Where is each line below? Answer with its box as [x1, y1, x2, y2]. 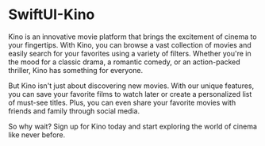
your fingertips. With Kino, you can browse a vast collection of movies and [8, 40, 252, 49]
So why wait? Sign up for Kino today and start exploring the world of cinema [8, 121, 258, 131]
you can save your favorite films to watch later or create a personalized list [8, 89, 252, 98]
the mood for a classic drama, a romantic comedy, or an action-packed [8, 57, 240, 67]
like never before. [8, 129, 66, 140]
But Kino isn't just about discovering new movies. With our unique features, [8, 81, 255, 90]
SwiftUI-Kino [8, 6, 95, 24]
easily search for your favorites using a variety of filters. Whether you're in [8, 48, 252, 58]
